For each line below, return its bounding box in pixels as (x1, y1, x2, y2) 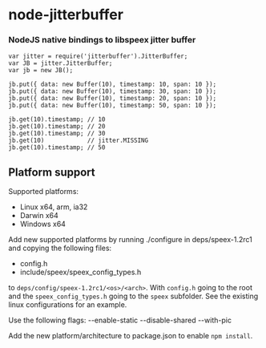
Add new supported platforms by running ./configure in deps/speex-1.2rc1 (8, 235, 252, 245)
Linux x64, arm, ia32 (19, 202, 88, 212)
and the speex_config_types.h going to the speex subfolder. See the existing (8, 291, 259, 301)
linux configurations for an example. (8, 300, 127, 310)
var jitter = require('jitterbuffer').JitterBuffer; (8, 52, 188, 61)
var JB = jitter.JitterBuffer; (8, 59, 113, 67)
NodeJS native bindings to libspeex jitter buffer (8, 34, 196, 46)
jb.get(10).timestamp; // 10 (8, 115, 106, 123)
